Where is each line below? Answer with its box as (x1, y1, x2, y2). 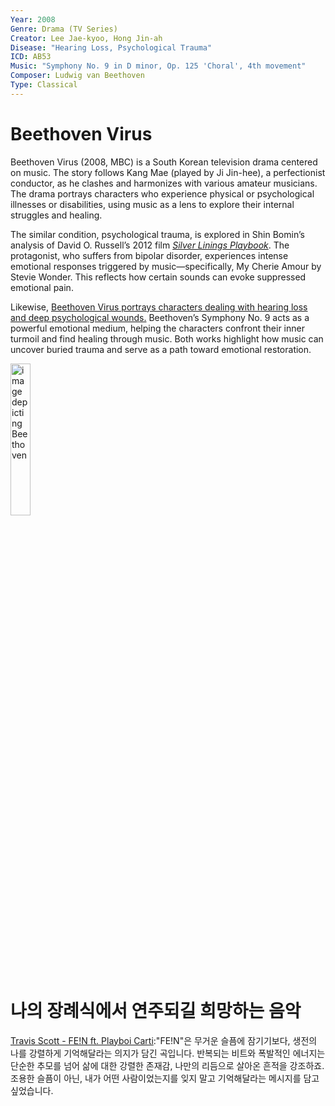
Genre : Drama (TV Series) (10, 24, 118, 34)
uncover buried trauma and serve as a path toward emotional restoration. (10, 343, 312, 355)
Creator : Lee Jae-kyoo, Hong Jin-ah (10, 33, 163, 43)
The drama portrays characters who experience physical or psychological (10, 187, 315, 200)
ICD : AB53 (10, 52, 52, 62)
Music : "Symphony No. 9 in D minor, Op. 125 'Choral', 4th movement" (10, 61, 307, 71)
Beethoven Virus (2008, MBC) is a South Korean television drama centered (10, 156, 318, 168)
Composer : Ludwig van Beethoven (10, 71, 145, 81)
